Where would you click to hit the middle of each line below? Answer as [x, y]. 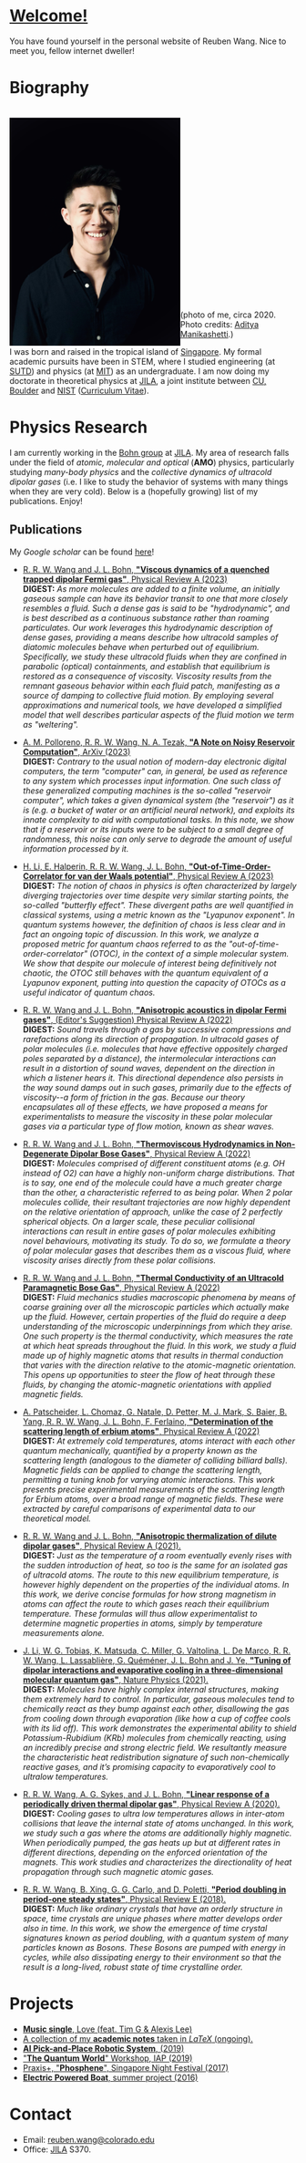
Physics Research [79, 427]
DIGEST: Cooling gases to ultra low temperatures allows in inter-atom [153, 1813]
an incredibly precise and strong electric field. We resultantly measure [155, 1747]
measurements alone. [63, 1632]
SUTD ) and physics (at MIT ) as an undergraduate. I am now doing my [140, 371]
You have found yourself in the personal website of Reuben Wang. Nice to [148, 41]
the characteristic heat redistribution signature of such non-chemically [156, 1757]
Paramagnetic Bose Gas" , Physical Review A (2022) [121, 1288]
